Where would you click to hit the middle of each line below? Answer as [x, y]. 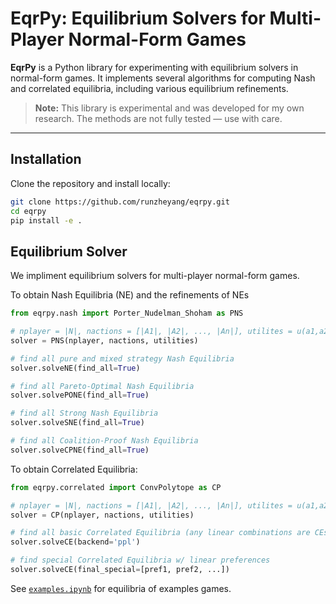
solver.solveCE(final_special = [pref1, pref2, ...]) [120, 570]
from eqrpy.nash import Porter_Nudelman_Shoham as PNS [127, 313]
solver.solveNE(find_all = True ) [75, 368]
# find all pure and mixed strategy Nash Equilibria [122, 358]
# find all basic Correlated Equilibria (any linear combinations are [160, 533]
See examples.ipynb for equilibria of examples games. [121, 588]
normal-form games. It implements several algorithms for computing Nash [163, 78]
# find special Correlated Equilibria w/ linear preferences [140, 560]
